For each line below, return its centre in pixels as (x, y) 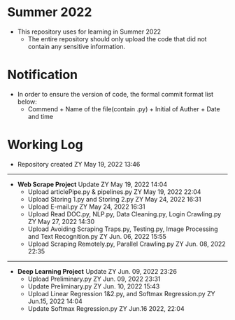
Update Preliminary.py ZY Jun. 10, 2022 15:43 (94, 286)
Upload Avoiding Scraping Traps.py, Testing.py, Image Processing (123, 229)
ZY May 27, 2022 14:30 (61, 221)
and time (41, 116)
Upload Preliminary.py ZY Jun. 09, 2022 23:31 (94, 279)
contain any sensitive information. (77, 46)
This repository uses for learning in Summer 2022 (89, 32)
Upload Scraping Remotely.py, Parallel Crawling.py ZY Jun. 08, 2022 (127, 244)
